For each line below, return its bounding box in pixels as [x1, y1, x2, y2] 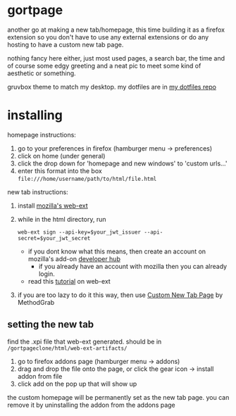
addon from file [17, 372, 63, 380]
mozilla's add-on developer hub [27, 254, 121, 263]
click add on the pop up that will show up [17, 379, 137, 388]
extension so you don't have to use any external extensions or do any [7, 32, 209, 41]
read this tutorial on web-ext [27, 277, 111, 285]
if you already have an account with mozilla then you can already [38, 262, 228, 270]
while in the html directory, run [17, 215, 106, 223]
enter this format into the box [17, 166, 102, 175]
